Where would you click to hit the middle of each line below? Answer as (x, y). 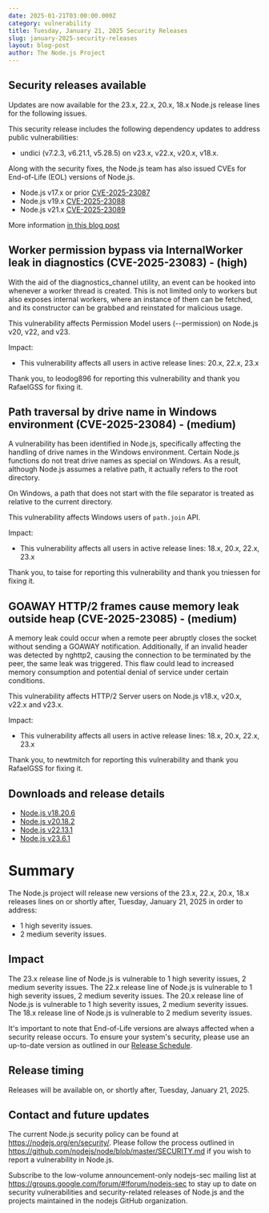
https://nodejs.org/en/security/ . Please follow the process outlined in (121, 1142)
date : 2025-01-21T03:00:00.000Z (62, 16)
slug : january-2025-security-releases (73, 38)
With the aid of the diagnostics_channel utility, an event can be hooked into (132, 282)
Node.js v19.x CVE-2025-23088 (72, 200)
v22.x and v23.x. (36, 705)
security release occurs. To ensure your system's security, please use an (129, 1037)
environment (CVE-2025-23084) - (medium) (122, 425)
